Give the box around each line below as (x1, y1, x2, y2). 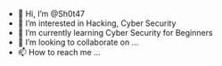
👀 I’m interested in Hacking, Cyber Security (17, 18, 177, 29)
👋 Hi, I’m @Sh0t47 (17, 9, 86, 19)
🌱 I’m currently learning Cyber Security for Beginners (17, 28, 213, 37)
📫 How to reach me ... (17, 47, 101, 57)
